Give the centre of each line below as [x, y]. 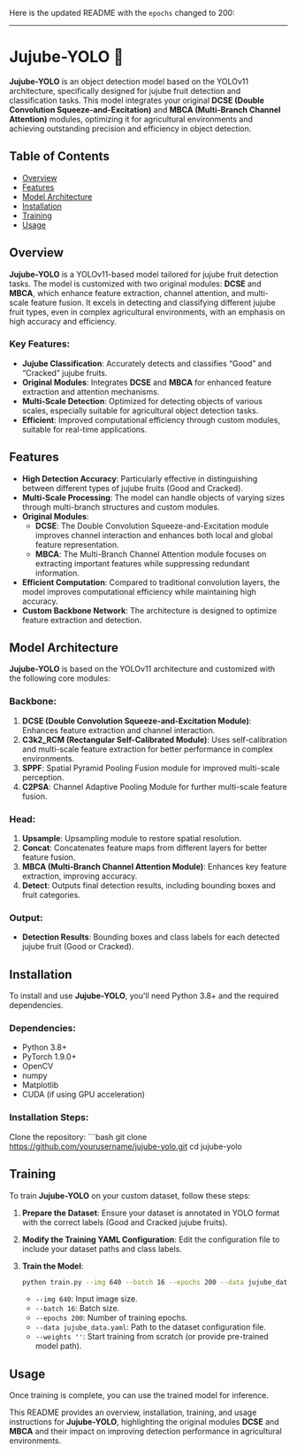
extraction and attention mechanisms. [91, 391]
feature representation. [77, 544]
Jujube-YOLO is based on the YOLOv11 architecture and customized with [142, 669]
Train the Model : [53, 1266]
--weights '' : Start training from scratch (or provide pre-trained [152, 1337]
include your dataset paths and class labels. [102, 1248]
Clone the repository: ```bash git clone [78, 1137]
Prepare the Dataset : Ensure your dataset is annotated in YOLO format [151, 1213]
